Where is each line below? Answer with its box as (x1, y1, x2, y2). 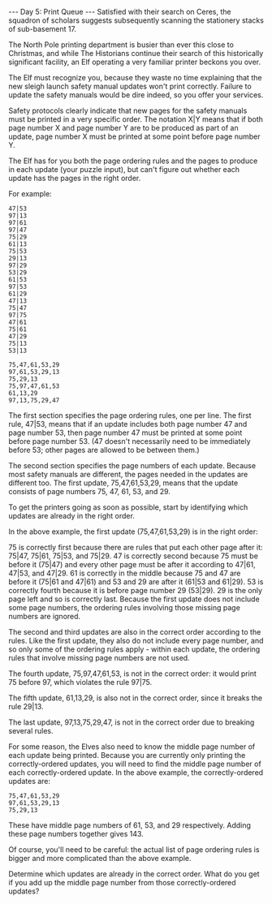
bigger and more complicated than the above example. (8, 854, 192, 863)
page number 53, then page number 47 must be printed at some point (8, 428, 243, 437)
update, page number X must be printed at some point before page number (8, 131, 261, 141)
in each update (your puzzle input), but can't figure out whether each (8, 165, 240, 174)
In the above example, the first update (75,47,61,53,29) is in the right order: (8, 527, 258, 536)
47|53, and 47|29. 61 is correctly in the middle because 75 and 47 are (8, 568, 241, 578)
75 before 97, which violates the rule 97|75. (8, 678, 153, 687)
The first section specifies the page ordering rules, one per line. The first (8, 411, 252, 420)
